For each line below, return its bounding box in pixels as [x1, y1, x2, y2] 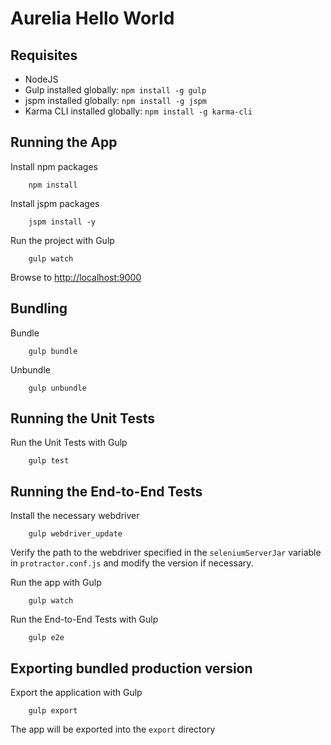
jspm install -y [28, 217, 97, 227]
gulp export [28, 706, 78, 716]
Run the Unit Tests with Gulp [10, 437, 128, 449]
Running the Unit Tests [10, 410, 156, 427]
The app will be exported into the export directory [10, 723, 216, 736]
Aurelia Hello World [10, 7, 175, 30]
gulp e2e [28, 633, 65, 643]
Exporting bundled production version [10, 660, 253, 677]
